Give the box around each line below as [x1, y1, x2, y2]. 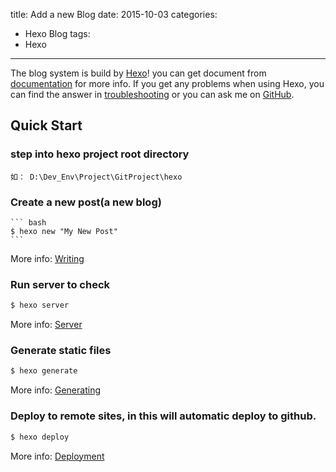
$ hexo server [10, 300, 70, 311]
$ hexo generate [10, 366, 78, 376]
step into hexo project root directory [10, 147, 190, 161]
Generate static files [10, 344, 112, 358]
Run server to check [10, 277, 111, 291]
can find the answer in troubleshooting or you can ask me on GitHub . [10, 89, 295, 100]
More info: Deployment [10, 450, 105, 462]
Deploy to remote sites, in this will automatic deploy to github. [10, 409, 317, 423]
